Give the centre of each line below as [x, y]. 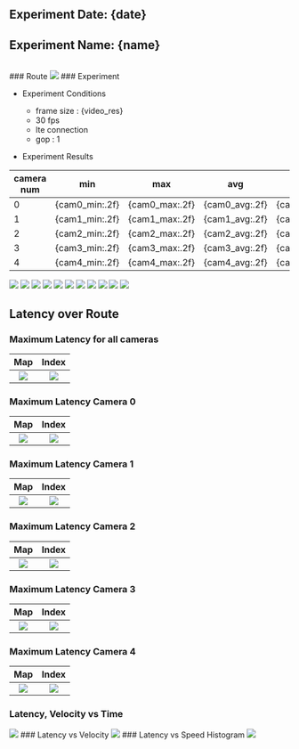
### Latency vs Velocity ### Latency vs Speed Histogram [133, 735]
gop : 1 [48, 139]
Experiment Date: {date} [78, 15]
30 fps [48, 120]
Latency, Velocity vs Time [66, 714]
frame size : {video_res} [79, 111]
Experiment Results [57, 157]
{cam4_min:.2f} [87, 263]
